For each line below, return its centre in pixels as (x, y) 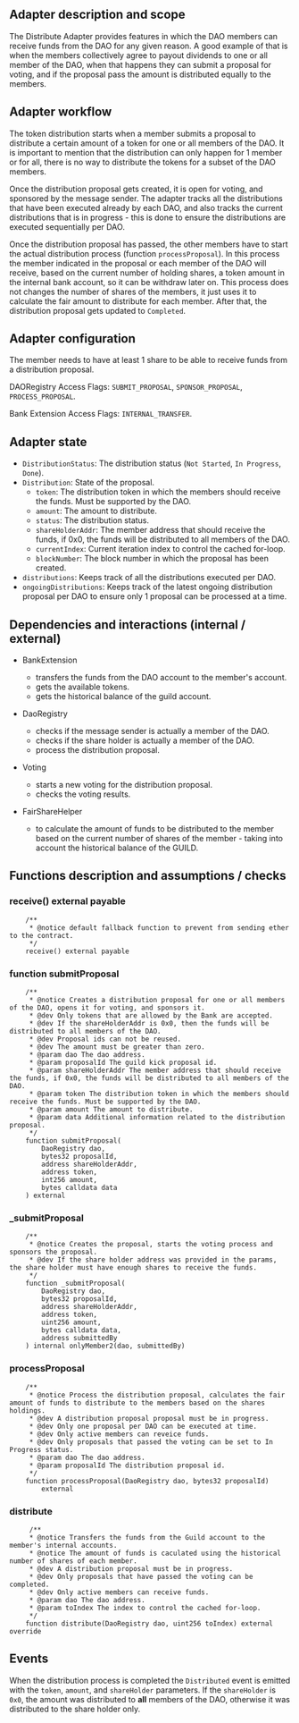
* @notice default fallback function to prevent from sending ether (159, 928)
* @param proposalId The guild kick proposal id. (123, 1063)
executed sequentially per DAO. (67, 226)
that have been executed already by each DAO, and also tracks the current (146, 207)
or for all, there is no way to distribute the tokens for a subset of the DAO (143, 162)
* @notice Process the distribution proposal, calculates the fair (157, 1395)
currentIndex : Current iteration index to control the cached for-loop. (160, 549)
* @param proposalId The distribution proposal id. (127, 1465)
